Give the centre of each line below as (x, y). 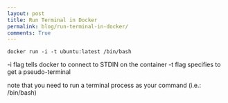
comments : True (29, 33)
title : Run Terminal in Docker (52, 20)
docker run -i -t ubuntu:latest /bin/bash (69, 52)
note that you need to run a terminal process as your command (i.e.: (104, 85)
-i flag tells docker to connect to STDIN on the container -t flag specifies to (114, 65)
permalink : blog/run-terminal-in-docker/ (68, 26)
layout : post (26, 13)
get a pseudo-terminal (39, 72)
